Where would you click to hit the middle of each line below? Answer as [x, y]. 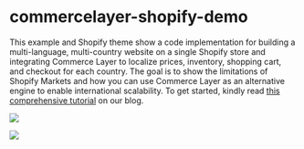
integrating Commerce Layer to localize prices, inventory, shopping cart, [146, 61]
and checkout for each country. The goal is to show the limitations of [139, 71]
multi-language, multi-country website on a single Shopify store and [138, 51]
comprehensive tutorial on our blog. [77, 100]
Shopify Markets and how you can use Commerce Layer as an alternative [147, 80]
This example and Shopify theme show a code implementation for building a [152, 42]
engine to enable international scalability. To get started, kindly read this [145, 90]
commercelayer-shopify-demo [129, 17]
